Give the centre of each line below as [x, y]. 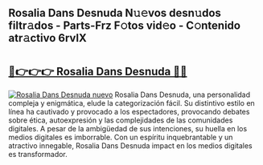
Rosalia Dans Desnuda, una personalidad [183, 95]
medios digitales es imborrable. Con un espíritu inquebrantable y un [121, 137]
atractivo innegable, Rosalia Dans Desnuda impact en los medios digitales [131, 146]
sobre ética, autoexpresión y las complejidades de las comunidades [121, 120]
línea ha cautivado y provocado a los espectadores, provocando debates [129, 112]
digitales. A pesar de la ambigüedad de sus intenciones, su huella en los [128, 129]
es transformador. [38, 154]
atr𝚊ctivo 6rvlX [47, 38]
